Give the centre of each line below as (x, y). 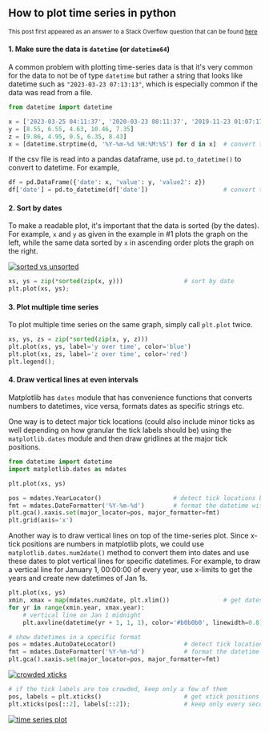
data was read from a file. (51, 93)
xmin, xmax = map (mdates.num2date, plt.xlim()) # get (125, 600)
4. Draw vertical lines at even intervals (73, 380)
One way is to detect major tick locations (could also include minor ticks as (132, 422)
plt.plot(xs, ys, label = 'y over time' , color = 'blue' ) (100, 347)
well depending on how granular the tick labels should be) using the (120, 430)
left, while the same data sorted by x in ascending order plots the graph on (131, 242)
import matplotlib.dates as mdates (68, 469)
